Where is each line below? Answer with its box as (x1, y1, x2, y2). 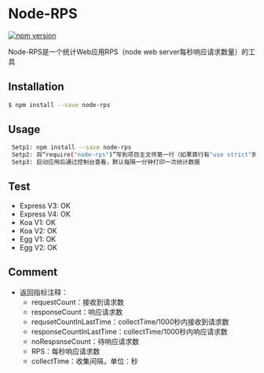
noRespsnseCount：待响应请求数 (31, 336, 140, 346)
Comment (8, 265, 58, 279)
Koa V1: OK (19, 217, 57, 227)
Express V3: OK (19, 201, 71, 210)
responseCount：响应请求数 (31, 307, 123, 316)
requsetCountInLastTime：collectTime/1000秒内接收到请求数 (31, 316, 229, 327)
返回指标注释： (19, 287, 68, 297)
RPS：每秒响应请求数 (31, 346, 101, 356)
